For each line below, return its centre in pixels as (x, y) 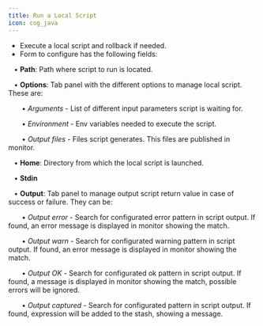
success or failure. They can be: (60, 202)
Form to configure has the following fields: (88, 54)
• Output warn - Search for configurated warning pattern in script (128, 241)
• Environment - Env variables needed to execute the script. (119, 123)
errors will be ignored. (44, 290)
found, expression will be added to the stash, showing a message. (116, 313)
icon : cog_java (33, 23)
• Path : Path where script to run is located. (83, 69)
